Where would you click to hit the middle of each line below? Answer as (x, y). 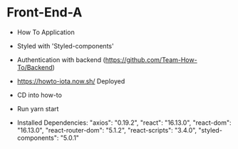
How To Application (46, 32)
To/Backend (35, 67)
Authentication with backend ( (61, 60)
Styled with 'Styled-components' (66, 46)
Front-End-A (45, 12)
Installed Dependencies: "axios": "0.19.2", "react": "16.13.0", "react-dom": (124, 123)
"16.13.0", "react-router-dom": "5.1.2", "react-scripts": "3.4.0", (107, 130)
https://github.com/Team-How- (151, 60)
